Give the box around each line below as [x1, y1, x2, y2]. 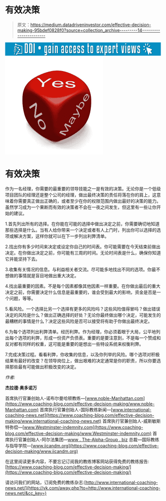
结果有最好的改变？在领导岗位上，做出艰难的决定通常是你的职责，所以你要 [5, 358, 157, 364]
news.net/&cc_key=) [5, 490, 47, 496]
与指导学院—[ [5, 443, 33, 449]
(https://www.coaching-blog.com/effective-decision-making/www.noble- [5, 401, 155, 407]
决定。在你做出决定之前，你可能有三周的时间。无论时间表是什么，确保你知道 [5, 250, 161, 256]
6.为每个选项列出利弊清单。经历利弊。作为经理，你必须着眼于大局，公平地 [5, 329, 157, 335]
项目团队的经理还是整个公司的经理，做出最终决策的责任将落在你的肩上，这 [5, 192, 157, 198]
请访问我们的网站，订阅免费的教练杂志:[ [5, 479, 86, 486]
